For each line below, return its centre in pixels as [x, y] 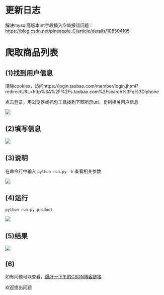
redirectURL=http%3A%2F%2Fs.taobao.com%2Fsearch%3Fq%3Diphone [82, 92]
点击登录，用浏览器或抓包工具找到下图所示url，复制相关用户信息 [72, 102]
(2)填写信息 [23, 129]
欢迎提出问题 [18, 287]
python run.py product [29, 210]
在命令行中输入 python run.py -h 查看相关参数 [53, 171]
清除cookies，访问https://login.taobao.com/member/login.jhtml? [72, 86]
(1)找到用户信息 [29, 73]
